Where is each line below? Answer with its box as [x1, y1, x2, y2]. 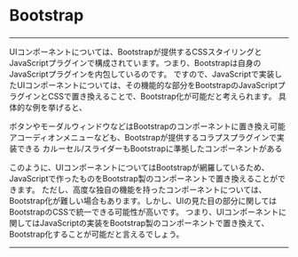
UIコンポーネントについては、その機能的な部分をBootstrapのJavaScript [16, 80, 278, 91]
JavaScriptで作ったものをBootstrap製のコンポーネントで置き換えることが [9, 173, 278, 184]
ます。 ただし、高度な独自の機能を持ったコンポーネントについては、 [16, 184, 267, 196]
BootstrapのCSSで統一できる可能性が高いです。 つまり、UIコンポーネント [9, 206, 279, 218]
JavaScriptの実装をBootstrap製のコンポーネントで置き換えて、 [39, 218, 270, 229]
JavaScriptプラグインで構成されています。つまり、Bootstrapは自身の [9, 58, 262, 68]
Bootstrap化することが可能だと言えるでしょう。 [9, 229, 184, 240]
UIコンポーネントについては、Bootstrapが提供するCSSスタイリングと [9, 46, 263, 58]
